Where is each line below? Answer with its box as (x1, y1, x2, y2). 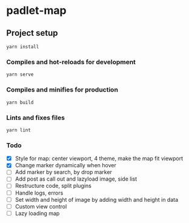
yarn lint (6, 127, 31, 133)
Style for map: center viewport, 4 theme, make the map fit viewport (15, 155, 184, 162)
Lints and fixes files (6, 113, 65, 122)
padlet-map (6, 4, 67, 18)
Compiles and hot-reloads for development (6, 58, 136, 66)
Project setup (6, 28, 59, 38)
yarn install (6, 44, 39, 50)
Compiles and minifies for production (6, 85, 118, 94)
